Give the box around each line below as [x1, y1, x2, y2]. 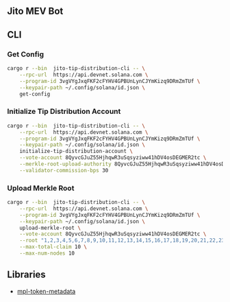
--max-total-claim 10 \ [19, 244, 88, 251]
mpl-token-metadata [16, 287, 76, 295]
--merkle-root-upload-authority [19, 161, 112, 167]
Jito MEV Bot [7, 5, 64, 17]
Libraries [7, 269, 46, 281]
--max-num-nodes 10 [19, 250, 75, 257]
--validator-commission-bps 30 [19, 167, 109, 174]
